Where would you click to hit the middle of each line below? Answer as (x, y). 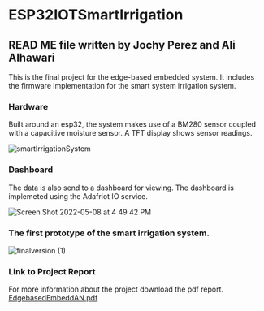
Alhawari (32, 57)
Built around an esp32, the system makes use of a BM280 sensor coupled (132, 124)
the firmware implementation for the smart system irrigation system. (122, 86)
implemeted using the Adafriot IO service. (78, 196)
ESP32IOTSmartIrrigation (96, 15)
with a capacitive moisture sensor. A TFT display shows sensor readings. (130, 133)
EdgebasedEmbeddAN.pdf (53, 298)
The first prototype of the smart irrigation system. (109, 233)
